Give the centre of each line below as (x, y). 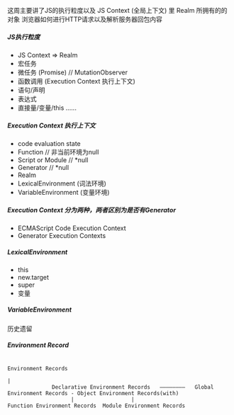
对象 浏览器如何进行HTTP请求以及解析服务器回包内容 (85, 19)
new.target (33, 277)
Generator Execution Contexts (62, 235)
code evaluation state (49, 143)
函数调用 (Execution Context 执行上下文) (77, 81)
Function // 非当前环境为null (58, 152)
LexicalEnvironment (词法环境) (62, 183)
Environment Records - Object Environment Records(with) (93, 393)
